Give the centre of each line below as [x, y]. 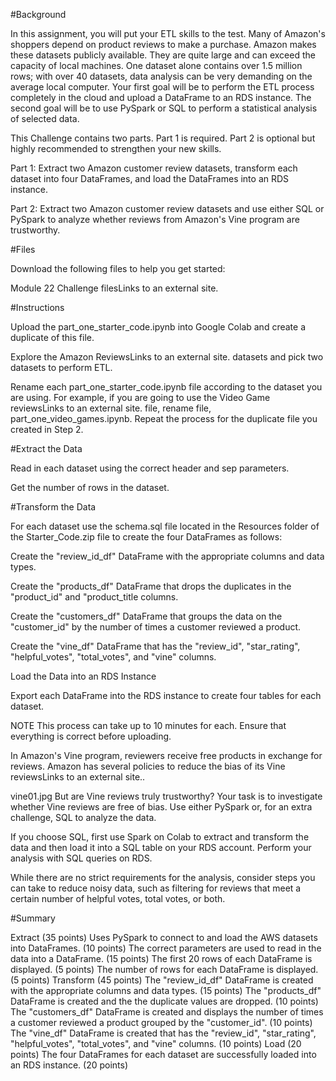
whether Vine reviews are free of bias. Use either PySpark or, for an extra [161, 807]
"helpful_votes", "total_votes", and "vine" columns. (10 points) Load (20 [156, 1043]
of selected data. [45, 118]
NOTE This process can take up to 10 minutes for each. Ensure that [148, 725]
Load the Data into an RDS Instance [83, 676]
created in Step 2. [47, 429]
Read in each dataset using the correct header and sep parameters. [150, 468]
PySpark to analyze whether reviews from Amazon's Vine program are [155, 219]
